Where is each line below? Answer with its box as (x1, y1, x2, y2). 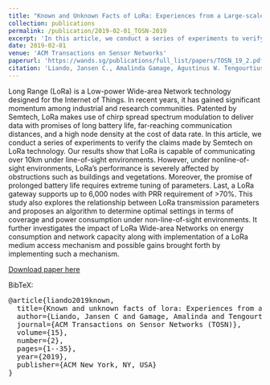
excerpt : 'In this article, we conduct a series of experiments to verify (8, 34, 264, 43)
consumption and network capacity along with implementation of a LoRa (8, 231, 248, 242)
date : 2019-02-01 (8, 42, 67, 50)
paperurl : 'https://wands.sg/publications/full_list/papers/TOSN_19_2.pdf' (8, 57, 268, 65)
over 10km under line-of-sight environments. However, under (8, 155, 211, 164)
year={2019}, (16, 352, 68, 361)
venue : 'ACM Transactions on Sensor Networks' (8, 49, 167, 57)
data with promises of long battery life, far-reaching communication (8, 120, 233, 130)
